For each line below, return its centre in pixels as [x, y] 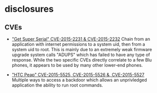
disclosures [29, 9]
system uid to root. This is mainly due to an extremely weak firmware [82, 49]
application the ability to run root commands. [57, 85]
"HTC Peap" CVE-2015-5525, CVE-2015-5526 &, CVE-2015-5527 [78, 75]
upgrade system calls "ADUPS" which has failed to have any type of [81, 55]
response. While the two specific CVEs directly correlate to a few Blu [82, 60]
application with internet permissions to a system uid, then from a [78, 44]
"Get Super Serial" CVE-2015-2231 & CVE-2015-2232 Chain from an [81, 39]
